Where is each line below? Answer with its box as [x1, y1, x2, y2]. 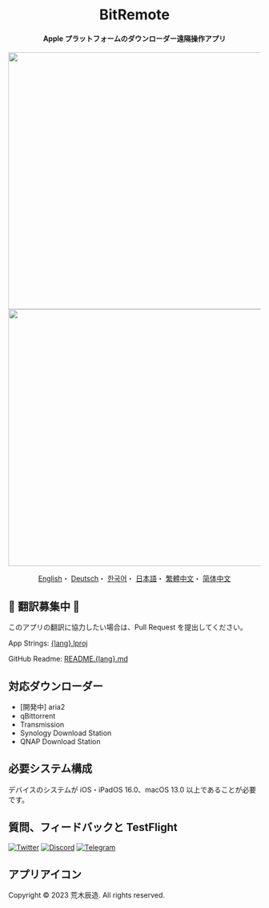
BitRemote [98, 6, 171, 24]
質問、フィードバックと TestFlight [8, 820, 178, 834]
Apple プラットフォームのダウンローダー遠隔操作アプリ [42, 34, 227, 43]
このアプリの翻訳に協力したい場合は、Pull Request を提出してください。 [8, 622, 247, 632]
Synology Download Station [19, 728, 112, 738]
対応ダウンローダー [8, 679, 103, 693]
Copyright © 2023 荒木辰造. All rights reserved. [8, 890, 166, 900]
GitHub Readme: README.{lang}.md [8, 654, 128, 664]
